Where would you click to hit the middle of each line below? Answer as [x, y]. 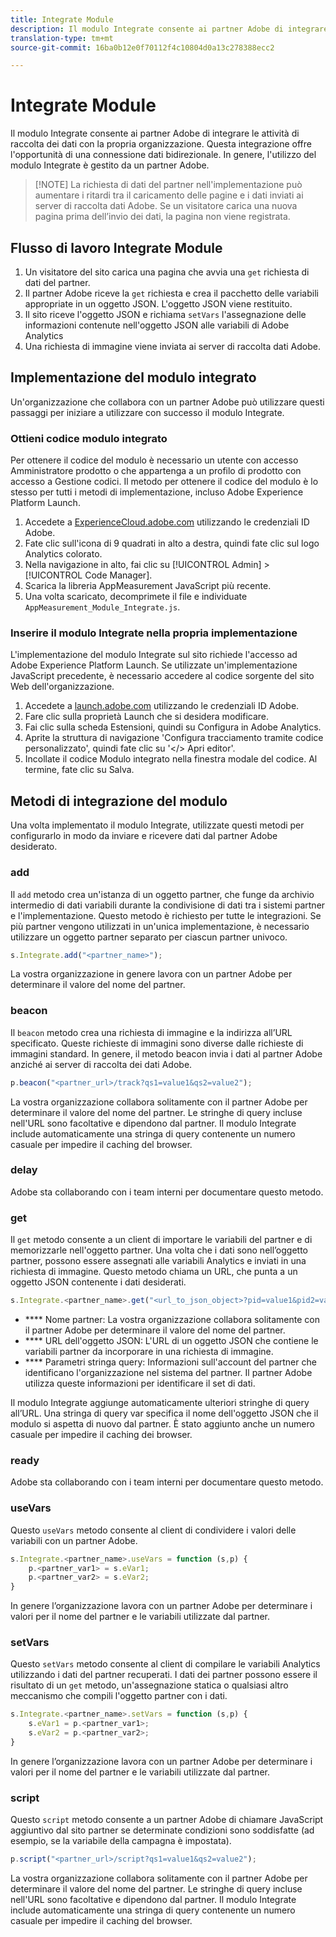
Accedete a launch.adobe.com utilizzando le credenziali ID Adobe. [162, 706]
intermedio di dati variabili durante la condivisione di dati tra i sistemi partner [168, 905]
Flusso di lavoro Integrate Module [116, 247]
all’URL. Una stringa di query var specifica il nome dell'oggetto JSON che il [164, 1413]
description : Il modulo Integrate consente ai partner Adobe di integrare [169, 29]
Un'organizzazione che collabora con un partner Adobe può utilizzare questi [167, 402]
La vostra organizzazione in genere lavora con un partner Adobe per [151, 974]
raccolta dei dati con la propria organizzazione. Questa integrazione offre [161, 144]
